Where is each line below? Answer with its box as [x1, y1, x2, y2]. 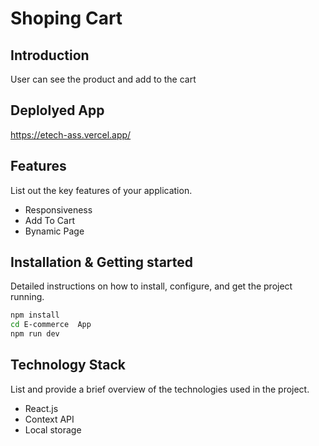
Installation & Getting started [10, 254, 194, 271]
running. [10, 291, 45, 303]
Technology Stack [10, 357, 126, 374]
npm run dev [10, 329, 60, 339]
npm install [10, 310, 60, 321]
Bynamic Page [24, 225, 85, 237]
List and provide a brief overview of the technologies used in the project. [10, 383, 310, 395]
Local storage [24, 423, 82, 436]
